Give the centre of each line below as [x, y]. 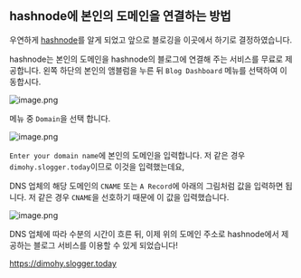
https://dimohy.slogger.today [63, 263]
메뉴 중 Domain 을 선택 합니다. [60, 118]
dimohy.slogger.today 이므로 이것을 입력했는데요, [97, 167]
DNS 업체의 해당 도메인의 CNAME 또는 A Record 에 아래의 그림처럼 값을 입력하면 [146, 186]
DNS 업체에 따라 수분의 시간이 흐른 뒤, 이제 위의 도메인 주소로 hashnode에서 [145, 234]
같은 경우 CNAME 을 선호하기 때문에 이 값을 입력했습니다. [133, 197]
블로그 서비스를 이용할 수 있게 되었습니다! [106, 245]
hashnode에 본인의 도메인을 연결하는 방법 [121, 16]
